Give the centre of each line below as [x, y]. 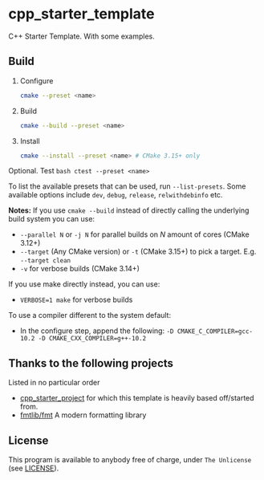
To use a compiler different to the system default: [89, 315]
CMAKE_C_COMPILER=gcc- [215, 332]
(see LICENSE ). [34, 468]
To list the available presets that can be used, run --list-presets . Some [127, 186]
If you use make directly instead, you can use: [84, 284]
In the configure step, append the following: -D [97, 331]
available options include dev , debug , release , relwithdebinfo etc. [116, 195]
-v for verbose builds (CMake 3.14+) [80, 269]
